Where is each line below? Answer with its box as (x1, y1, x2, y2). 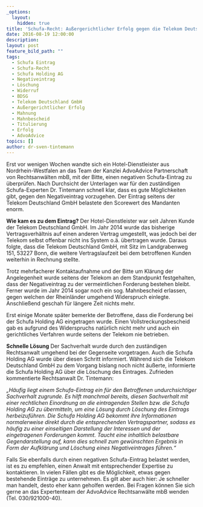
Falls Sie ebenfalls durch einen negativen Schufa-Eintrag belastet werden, (6, 456, 190, 463)
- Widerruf (11, 88, 39, 94)
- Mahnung (11, 110, 36, 116)
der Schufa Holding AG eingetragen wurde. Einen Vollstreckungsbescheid (6, 318, 190, 325)
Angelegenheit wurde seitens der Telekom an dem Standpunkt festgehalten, (6, 273, 196, 281)
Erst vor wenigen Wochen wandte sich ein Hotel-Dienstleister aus (6, 160, 170, 168)
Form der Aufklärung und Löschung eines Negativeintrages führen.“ (6, 444, 176, 451)
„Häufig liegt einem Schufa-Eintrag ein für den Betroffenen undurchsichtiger (6, 386, 197, 393)
